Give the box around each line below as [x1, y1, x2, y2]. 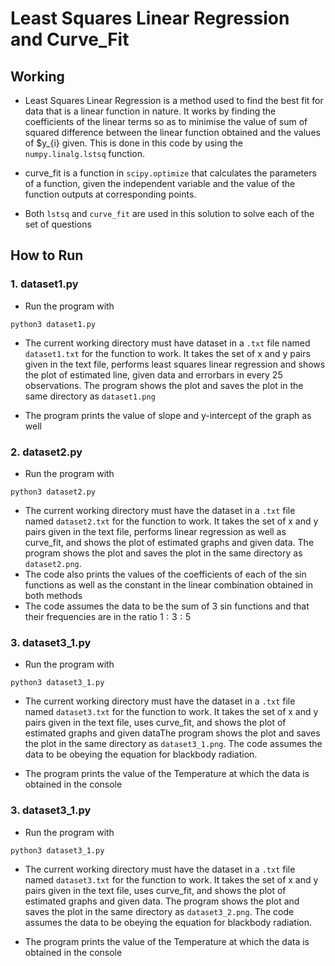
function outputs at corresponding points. [24, 188, 197, 200]
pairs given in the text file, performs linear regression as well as [24, 525, 287, 537]
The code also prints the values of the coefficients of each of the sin [24, 568, 307, 580]
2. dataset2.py [10, 445, 83, 459]
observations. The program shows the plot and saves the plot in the [24, 379, 304, 391]
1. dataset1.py [10, 277, 79, 291]
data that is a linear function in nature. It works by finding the [24, 105, 277, 117]
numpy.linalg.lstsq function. [24, 148, 145, 159]
